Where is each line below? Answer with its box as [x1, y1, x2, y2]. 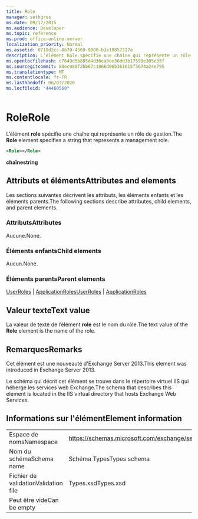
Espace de [9, 430, 38, 438]
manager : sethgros [6, 14, 51, 20]
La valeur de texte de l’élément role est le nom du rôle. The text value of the [6, 321, 189, 328]
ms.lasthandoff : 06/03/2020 [6, 80, 75, 86]
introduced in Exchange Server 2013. [6, 366, 96, 373]
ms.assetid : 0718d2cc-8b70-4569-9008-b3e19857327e [6, 47, 133, 53]
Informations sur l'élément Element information [6, 413, 183, 423]
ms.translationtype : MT [6, 69, 65, 75]
